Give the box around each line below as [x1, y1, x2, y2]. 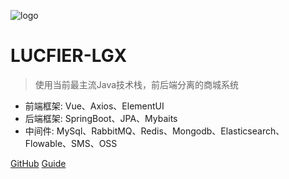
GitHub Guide [10, 157, 67, 169]
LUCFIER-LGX [10, 45, 128, 67]
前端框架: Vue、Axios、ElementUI [24, 100, 165, 112]
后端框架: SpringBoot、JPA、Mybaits [24, 112, 178, 124]
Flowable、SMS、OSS [24, 137, 118, 149]
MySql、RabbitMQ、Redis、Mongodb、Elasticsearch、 [56, 125, 285, 137]
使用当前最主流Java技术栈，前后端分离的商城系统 [34, 78, 240, 90]
